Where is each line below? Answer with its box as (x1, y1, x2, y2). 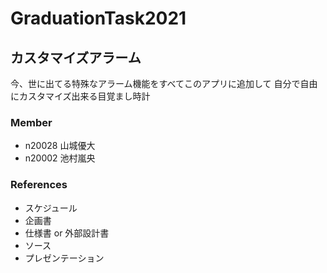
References (10, 178, 68, 192)
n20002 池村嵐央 (24, 152, 96, 164)
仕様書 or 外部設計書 (24, 227, 110, 239)
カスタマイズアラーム (10, 49, 142, 66)
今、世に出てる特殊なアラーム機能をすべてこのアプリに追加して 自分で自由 (10, 78, 318, 89)
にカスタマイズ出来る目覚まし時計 (10, 90, 151, 102)
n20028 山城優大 (24, 140, 96, 152)
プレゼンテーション (24, 252, 105, 264)
